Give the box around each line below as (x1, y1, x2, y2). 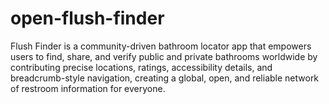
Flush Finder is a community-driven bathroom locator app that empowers (10, 40, 312, 52)
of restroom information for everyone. (10, 82, 166, 94)
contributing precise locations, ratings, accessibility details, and (10, 61, 273, 73)
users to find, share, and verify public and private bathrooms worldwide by (10, 50, 318, 62)
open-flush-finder (10, 7, 165, 30)
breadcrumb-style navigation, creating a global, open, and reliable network (10, 72, 320, 84)
